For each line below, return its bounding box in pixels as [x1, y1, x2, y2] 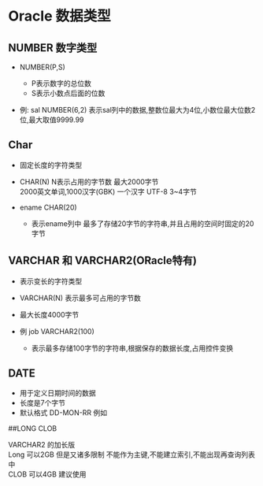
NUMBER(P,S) [19, 62, 65, 72]
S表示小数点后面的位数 [31, 88, 106, 98]
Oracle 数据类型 [8, 7, 112, 25]
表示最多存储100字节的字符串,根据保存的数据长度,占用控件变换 [31, 343, 234, 353]
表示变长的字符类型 [19, 276, 83, 286]
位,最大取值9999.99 [19, 115, 84, 124]
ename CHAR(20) [19, 202, 77, 212]
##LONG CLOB [8, 424, 57, 433]
